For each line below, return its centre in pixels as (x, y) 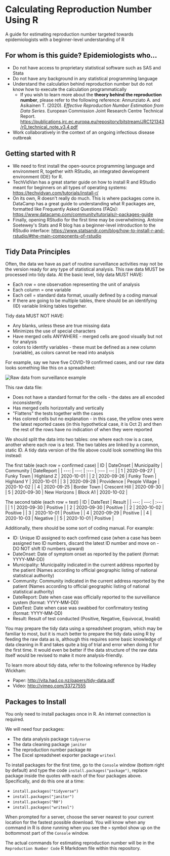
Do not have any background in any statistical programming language (85, 78)
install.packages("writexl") (43, 808)
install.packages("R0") (38, 802)
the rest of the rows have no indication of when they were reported (82, 430)
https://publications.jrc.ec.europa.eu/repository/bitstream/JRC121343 (92, 121)
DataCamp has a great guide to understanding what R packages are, (84, 203)
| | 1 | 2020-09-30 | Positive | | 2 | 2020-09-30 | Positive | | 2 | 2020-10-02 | (85, 507)
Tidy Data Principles (38, 252)
